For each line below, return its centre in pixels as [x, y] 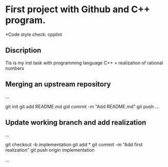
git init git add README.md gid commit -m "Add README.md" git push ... [82, 106]
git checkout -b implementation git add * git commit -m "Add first [74, 145]
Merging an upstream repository [58, 85]
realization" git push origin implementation [50, 150]
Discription [23, 50]
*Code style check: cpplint [34, 34]
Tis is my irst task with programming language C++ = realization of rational [84, 63]
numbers [15, 68]
